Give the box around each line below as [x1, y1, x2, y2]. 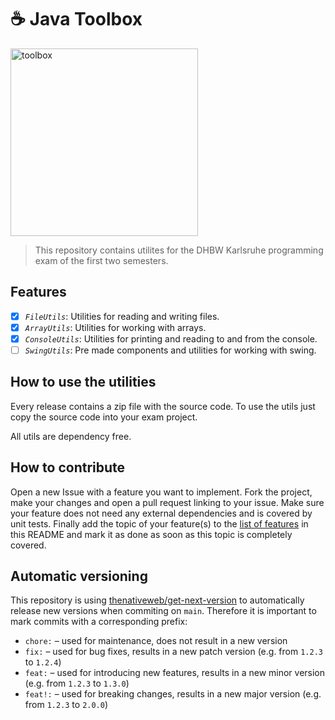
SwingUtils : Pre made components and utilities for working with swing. [24, 344, 317, 356]
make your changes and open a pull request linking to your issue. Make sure [10, 496, 325, 508]
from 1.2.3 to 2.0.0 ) [24, 699, 109, 711]
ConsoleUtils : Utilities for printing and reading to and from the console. [24, 332, 318, 345]
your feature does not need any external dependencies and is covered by [10, 507, 313, 519]
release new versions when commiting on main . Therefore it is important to [10, 605, 317, 617]
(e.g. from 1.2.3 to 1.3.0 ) [24, 677, 130, 690]
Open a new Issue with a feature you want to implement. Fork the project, [10, 486, 313, 498]
